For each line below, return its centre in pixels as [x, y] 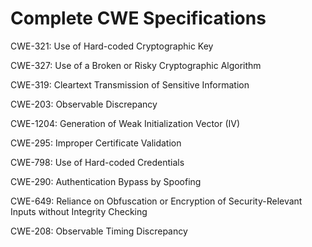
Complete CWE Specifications [138, 18]
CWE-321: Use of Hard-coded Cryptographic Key [112, 46]
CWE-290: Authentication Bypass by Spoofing [106, 181]
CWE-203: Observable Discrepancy [84, 104]
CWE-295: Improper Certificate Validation [96, 143]
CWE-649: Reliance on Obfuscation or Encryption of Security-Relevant [156, 201]
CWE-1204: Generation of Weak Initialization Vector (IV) [125, 123]
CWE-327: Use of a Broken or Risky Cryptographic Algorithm [136, 65]
